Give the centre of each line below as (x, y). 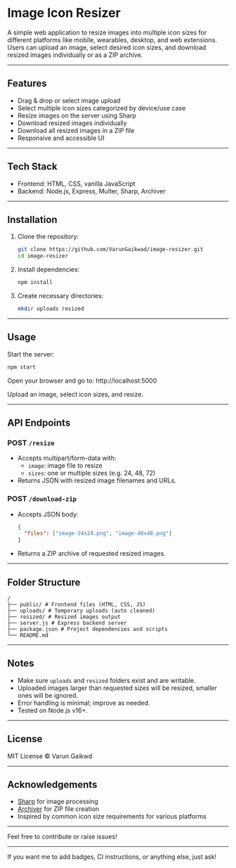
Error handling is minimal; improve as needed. (84, 703)
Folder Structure (44, 582)
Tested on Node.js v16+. (52, 710)
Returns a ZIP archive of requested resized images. (92, 554)
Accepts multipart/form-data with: (67, 458)
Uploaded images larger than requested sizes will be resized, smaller (117, 688)
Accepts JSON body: (48, 514)
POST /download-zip (42, 499)
